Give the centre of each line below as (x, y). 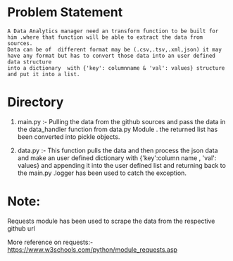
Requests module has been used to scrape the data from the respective (111, 221)
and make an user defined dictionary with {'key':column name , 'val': (117, 158)
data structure (30, 62)
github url (21, 228)
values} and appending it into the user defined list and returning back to (122, 165)
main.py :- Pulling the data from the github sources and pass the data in (121, 121)
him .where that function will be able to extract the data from (105, 37)
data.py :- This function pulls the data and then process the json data (118, 150)
